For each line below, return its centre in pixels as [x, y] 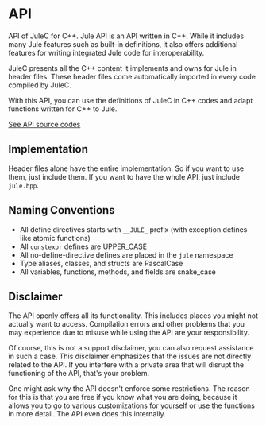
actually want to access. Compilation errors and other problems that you [126, 324]
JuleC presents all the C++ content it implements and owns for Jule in [122, 68]
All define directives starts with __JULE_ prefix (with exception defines [133, 229]
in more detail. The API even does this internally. [87, 414]
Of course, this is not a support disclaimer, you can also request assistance [131, 348]
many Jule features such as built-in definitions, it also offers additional [123, 44]
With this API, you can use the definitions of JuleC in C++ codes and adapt [131, 100]
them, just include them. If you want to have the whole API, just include [124, 176]
